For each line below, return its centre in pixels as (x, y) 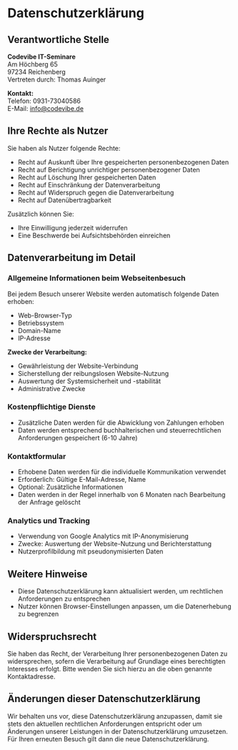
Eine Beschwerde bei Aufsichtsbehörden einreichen (94, 235)
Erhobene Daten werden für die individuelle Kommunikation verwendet (122, 472)
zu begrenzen (38, 614)
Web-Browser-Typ (45, 315)
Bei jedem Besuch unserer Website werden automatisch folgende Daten (113, 294)
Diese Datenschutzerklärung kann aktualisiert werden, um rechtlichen (120, 591)
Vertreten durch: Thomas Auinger (57, 79)
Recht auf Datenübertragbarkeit (65, 200)
